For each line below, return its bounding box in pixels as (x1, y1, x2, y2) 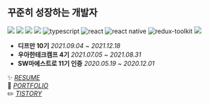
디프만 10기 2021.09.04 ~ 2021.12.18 (17, 41, 120, 50)
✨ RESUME (7, 73, 40, 81)
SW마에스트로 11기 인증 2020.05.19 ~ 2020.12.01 (17, 59, 154, 67)
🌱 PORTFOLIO (7, 81, 49, 90)
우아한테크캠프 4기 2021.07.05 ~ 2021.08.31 (17, 50, 142, 59)
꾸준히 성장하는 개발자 (7, 6, 98, 19)
